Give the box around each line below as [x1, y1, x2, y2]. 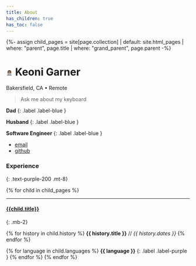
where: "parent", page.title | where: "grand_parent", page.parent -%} [6, 44, 171, 52]
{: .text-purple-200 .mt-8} [6, 175, 68, 182]
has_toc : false [6, 22, 43, 27]
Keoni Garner [15, 65, 80, 78]
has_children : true [6, 15, 54, 22]
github [14, 147, 30, 154]
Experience [6, 162, 39, 170]
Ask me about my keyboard [20, 96, 87, 103]
